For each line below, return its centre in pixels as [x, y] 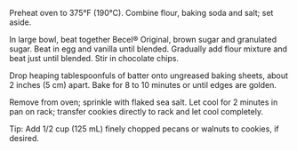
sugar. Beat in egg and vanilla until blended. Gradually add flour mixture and [148, 49]
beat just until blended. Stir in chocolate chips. [94, 58]
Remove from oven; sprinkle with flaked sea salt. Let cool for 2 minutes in [144, 102]
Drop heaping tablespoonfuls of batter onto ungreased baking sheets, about [149, 75]
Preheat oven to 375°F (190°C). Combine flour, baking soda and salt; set [141, 13]
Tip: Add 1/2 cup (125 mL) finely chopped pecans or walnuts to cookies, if [144, 129]
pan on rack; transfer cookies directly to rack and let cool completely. [136, 111]
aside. [20, 22]
